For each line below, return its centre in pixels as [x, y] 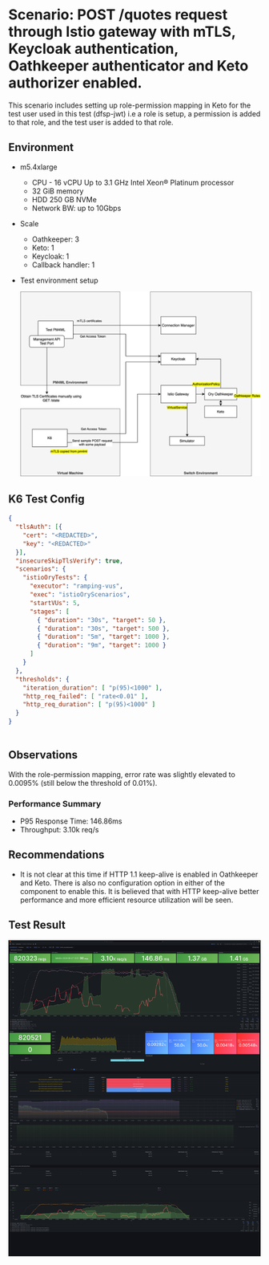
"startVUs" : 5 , [55, 603]
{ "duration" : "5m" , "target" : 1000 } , [104, 637]
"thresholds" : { [42, 679]
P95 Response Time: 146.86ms [71, 821]
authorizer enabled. [75, 83]
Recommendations [56, 855]
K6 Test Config [47, 499]
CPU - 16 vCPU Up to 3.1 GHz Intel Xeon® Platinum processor [133, 182]
